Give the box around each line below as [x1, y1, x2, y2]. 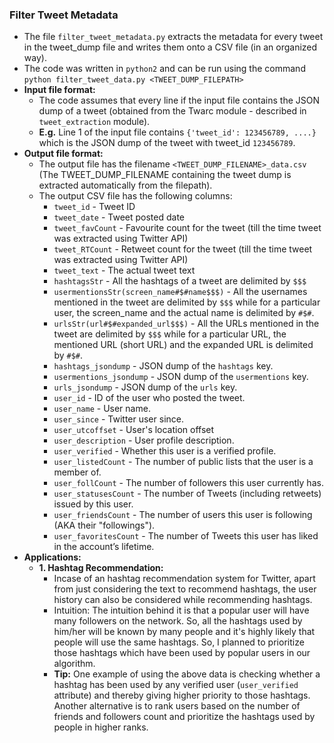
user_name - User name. [53, 403, 151, 415]
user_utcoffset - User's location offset [53, 424, 215, 436]
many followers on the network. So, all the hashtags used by [53, 615, 303, 627]
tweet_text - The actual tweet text [53, 264, 196, 277]
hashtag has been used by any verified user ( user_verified [53, 679, 299, 691]
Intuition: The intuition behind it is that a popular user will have [53, 604, 310, 617]
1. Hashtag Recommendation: [38, 562, 164, 574]
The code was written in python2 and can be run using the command [23, 63, 306, 75]
